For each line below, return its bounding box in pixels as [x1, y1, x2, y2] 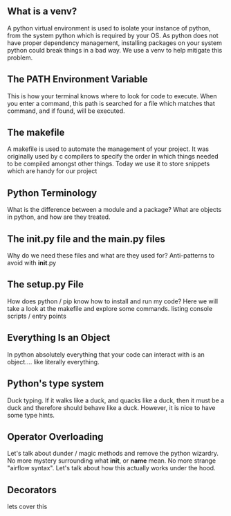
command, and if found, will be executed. [7, 107, 126, 115]
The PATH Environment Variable [7, 73, 148, 85]
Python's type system [7, 377, 104, 390]
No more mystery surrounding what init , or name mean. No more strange [7, 456, 216, 465]
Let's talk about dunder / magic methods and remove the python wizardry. [7, 450, 219, 458]
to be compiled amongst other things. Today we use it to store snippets [7, 159, 210, 168]
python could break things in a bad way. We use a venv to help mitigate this [7, 46, 223, 54]
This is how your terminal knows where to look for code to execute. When [7, 91, 217, 100]
